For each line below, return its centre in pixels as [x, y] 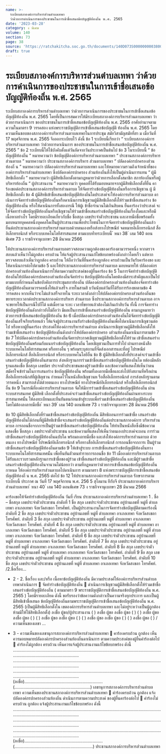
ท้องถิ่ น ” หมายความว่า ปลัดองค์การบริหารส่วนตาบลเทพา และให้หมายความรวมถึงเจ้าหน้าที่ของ [81, 167]
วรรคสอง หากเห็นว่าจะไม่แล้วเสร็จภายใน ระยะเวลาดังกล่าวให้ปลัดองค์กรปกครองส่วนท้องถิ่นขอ [81, 293]
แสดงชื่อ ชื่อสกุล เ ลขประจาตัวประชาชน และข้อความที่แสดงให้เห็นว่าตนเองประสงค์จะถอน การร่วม [83, 431]
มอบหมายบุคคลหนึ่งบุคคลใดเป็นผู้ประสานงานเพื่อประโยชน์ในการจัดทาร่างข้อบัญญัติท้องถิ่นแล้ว [81, 222]
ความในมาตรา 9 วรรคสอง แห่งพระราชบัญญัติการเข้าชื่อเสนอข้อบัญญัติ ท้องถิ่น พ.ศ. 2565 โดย [81, 128]
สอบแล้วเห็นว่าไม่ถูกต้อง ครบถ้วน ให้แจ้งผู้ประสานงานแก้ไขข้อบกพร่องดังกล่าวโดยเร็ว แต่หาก [80, 255]
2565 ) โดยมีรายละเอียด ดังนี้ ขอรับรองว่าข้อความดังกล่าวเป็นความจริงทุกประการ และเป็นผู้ [86, 596]
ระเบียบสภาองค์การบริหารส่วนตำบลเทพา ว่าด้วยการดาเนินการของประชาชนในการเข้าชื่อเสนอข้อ [81, 111]
